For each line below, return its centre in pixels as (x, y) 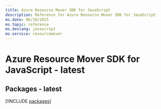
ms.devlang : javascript (31, 29)
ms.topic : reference (27, 24)
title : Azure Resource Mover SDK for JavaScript (58, 10)
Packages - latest (34, 89)
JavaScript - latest (45, 70)
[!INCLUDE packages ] (28, 101)
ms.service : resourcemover (34, 34)
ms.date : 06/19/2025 (27, 19)
